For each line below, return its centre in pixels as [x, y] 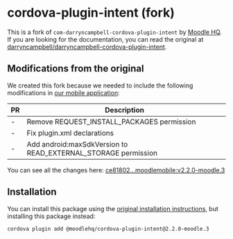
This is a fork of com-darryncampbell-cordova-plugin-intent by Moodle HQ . [114, 32]
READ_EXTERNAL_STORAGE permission [92, 153]
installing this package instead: [51, 216]
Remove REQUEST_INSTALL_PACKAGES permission [111, 122]
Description [124, 110]
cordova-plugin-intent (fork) [91, 13]
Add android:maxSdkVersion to [77, 144]
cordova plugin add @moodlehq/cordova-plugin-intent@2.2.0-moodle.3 [108, 229]
